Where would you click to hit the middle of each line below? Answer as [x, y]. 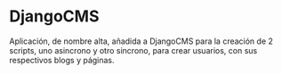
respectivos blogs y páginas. [62, 60]
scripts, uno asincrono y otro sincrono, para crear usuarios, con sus [133, 50]
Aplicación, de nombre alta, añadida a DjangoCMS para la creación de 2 [141, 41]
